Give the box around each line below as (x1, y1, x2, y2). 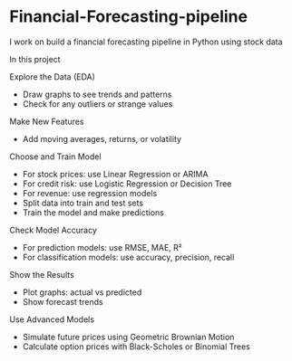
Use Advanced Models (9, 314, 95, 325)
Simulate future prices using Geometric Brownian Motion (22, 331, 235, 342)
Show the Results (9, 269, 74, 280)
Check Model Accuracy (9, 224, 98, 235)
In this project (9, 53, 61, 64)
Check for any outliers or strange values (22, 98, 173, 109)
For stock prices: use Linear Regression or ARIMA (22, 168, 209, 179)
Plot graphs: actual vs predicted (22, 287, 142, 298)
